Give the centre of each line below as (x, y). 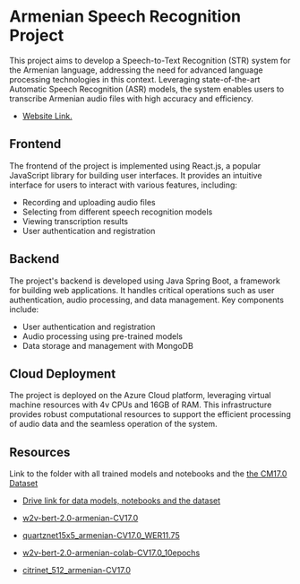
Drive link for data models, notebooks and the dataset (121, 501)
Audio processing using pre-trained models (103, 336)
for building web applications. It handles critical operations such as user (142, 290)
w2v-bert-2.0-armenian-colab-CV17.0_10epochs (111, 553)
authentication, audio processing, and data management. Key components (147, 300)
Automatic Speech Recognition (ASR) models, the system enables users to (147, 89)
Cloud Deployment (63, 374)
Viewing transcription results (75, 221)
